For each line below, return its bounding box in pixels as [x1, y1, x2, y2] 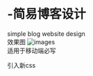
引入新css [7, 61, 36, 69]
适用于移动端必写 [7, 46, 56, 55]
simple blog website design [7, 29, 85, 38]
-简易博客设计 [7, 6, 87, 22]
